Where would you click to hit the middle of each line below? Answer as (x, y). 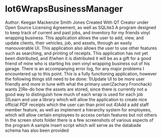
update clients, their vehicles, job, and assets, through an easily (69, 43)
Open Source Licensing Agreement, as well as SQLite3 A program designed (81, 27)
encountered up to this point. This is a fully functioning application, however (81, 74)
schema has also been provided (37, 130)
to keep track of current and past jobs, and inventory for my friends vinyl (78, 32)
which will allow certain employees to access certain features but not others (81, 115)
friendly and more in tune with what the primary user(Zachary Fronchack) (78, 84)
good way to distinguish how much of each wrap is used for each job (74, 94)
